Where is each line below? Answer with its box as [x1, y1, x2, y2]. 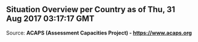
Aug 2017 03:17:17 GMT [6, 14, 95, 24]
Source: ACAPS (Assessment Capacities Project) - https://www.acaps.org [6, 29, 192, 36]
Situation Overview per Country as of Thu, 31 [6, 5, 176, 15]
